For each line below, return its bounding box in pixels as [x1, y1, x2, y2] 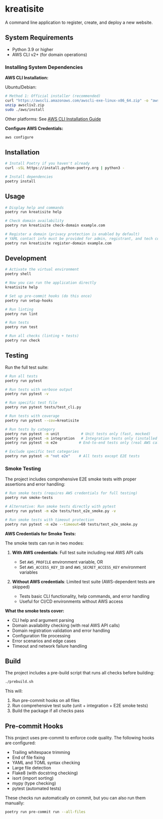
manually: [5, 800, 25, 806]
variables [19, 569, 38, 575]
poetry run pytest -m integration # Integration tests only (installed [5, 436, 158, 441]
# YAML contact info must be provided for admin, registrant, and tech [5, 236, 153, 241]
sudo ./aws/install [5, 107, 45, 112]
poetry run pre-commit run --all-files [5, 810, 86, 815]
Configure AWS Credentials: [5, 125, 64, 131]
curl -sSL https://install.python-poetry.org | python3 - [5, 166, 125, 171]
